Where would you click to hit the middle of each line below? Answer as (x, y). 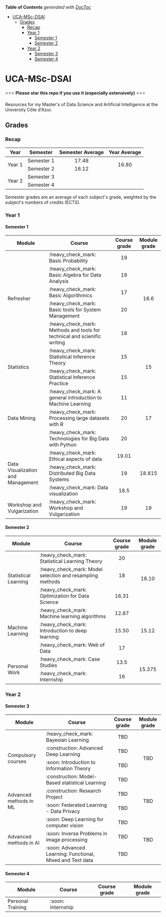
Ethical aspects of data (76, 459)
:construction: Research (74, 791)
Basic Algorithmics (71, 295)
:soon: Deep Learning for (75, 819)
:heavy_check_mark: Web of (72, 645)
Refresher (19, 298)
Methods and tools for (75, 330)
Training (17, 908)
